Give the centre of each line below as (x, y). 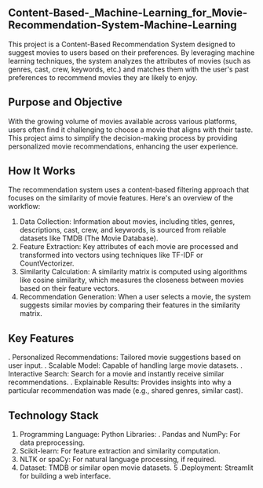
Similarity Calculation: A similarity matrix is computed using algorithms (133, 272)
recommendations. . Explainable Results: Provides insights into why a (120, 382)
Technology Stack (53, 415)
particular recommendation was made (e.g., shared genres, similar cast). (126, 391)
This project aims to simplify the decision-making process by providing (123, 138)
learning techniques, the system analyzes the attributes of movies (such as (130, 61)
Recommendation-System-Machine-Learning (122, 26)
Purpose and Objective (66, 103)
